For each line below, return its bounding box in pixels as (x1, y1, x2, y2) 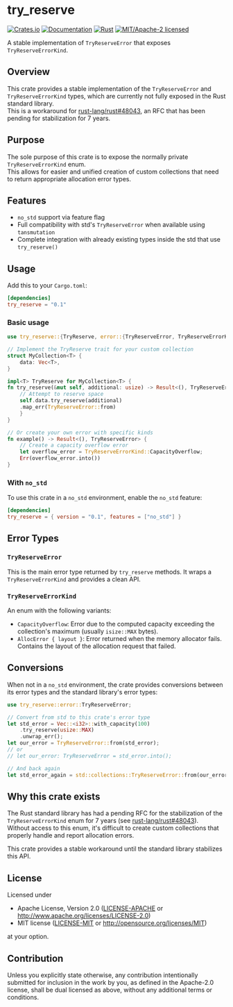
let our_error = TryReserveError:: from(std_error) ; (7, 740, 159, 747)
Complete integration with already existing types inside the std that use (17, 235, 221, 244)
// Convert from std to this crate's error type (7, 714, 150, 721)
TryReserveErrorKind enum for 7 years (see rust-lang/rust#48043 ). (7, 817, 199, 825)
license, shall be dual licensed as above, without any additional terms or (7, 985, 213, 994)
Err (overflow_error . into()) (19, 455, 101, 462)
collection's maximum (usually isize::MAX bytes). (17, 627, 158, 635)
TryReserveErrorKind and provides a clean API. (7, 575, 141, 583)
